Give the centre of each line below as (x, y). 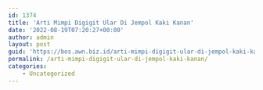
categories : (27, 67)
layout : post (29, 45)
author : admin (31, 37)
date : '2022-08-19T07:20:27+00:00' (66, 30)
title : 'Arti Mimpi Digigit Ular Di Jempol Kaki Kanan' (101, 23)
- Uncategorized (49, 74)
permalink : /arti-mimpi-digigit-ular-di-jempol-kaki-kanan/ (108, 59)
